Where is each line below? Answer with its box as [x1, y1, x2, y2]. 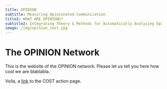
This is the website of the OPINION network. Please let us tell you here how [5, 63, 159, 69]
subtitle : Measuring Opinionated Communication [5, 12, 106, 17]
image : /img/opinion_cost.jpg [5, 26, 68, 31]
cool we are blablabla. [5, 69, 50, 75]
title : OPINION [5, 7, 37, 12]
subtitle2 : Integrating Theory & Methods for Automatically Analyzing [5, 21, 155, 26]
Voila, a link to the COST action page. [5, 78, 82, 84]
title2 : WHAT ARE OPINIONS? [5, 16, 64, 21]
